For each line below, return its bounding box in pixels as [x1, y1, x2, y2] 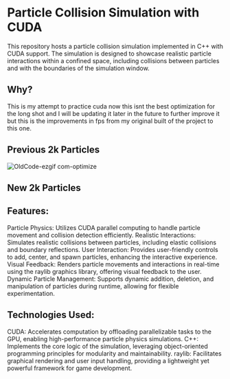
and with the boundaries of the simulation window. [7, 64, 150, 72]
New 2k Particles [7, 182, 81, 194]
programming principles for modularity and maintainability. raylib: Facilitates [7, 349, 222, 358]
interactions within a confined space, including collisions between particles [7, 56, 220, 65]
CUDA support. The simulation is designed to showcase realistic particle [7, 49, 211, 58]
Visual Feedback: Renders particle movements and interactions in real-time [7, 260, 220, 268]
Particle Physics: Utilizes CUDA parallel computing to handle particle [7, 223, 200, 231]
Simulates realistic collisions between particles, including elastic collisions [7, 238, 217, 246]
